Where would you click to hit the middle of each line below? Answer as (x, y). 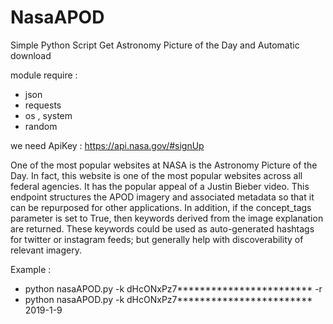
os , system (48, 115)
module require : (44, 75)
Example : (31, 269)
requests (43, 105)
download (31, 55)
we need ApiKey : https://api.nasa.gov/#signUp (107, 145)
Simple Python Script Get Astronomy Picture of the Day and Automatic (155, 45)
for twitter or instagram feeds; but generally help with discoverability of (157, 239)
